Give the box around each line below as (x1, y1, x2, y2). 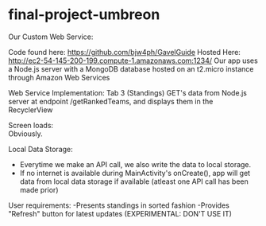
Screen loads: (8, 120, 54, 130)
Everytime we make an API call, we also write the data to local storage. (19, 159, 252, 169)
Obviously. (8, 129, 44, 138)
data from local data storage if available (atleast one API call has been (19, 177, 249, 186)
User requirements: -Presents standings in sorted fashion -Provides (8, 201, 230, 210)
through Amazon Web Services (8, 72, 110, 82)
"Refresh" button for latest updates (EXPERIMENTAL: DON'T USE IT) (8, 208, 233, 218)
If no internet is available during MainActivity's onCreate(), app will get (19, 168, 251, 177)
